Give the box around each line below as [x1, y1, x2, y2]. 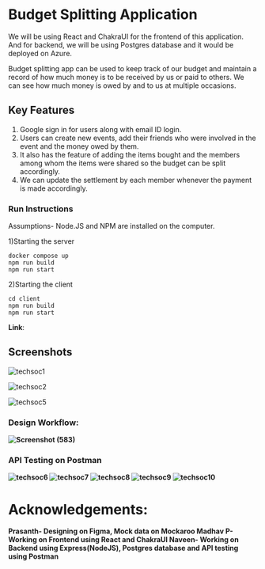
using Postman [8, 552, 59, 561]
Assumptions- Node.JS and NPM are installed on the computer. [8, 222, 215, 231]
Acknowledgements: [8, 500, 149, 518]
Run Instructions [8, 203, 74, 214]
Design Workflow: [8, 417, 79, 428]
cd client [8, 295, 41, 303]
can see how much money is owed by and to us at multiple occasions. [8, 81, 237, 90]
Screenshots [8, 346, 73, 359]
